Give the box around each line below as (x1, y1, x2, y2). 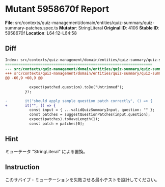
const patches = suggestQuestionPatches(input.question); (29, 112, 151, 117)
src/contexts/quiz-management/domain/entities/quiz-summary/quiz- (15, 20, 155, 26)
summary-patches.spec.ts (5, 25, 58, 30)
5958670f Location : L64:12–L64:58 (5, 30, 77, 36)
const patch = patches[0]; (29, 121, 84, 126)
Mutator (59, 25, 76, 30)
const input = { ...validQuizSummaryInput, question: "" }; (29, 107, 155, 112)
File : (5, 20, 14, 26)
